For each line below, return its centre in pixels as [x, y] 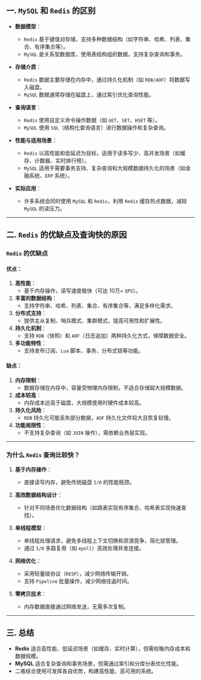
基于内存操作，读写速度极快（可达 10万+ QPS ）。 [82, 291]
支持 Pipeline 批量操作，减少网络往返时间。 [78, 581]
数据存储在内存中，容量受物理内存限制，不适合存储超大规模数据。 [105, 387]
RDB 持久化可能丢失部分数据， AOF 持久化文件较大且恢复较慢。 [99, 417]
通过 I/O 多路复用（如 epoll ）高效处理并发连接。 [84, 548]
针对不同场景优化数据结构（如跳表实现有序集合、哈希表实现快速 [102, 507]
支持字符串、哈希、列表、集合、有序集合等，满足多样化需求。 [100, 306]
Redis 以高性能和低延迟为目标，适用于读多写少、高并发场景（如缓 [105, 153]
